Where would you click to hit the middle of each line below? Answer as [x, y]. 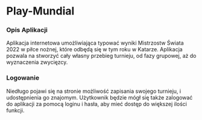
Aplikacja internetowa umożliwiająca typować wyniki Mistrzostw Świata [95, 43]
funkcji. [15, 110]
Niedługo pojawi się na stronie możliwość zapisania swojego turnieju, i [94, 91]
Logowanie [23, 78]
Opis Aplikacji [27, 30]
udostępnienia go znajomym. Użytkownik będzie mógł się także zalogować [99, 97]
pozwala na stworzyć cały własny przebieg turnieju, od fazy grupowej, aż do [101, 56]
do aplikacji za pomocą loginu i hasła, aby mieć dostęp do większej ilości [96, 104]
